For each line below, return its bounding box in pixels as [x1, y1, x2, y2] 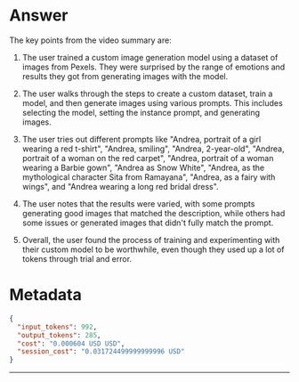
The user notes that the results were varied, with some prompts [21, 198, 255, 209]
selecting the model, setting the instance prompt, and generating [21, 107, 261, 118]
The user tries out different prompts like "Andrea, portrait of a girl [21, 134, 262, 144]
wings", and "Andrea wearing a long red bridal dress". [21, 181, 220, 191]
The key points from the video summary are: [9, 35, 172, 45]
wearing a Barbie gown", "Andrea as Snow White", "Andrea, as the [21, 162, 265, 173]
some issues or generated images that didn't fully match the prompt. [21, 217, 274, 228]
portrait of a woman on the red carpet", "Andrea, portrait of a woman [21, 152, 274, 163]
